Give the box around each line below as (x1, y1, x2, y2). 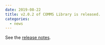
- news (9, 21, 23, 26)
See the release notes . (5, 35, 51, 41)
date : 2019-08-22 (5, 7, 41, 12)
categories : (5, 16, 30, 21)
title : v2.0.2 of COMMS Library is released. (5, 12, 101, 17)
